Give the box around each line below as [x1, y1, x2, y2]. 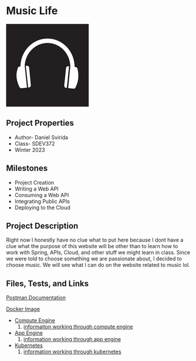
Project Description [6, 220, 79, 230]
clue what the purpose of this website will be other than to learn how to [6, 243, 178, 250]
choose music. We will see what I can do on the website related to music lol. [6, 262, 190, 269]
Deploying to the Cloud [14, 204, 70, 211]
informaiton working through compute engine [23, 323, 133, 330]
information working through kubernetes [23, 348, 121, 355]
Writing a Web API [14, 185, 59, 192]
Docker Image [6, 306, 40, 313]
